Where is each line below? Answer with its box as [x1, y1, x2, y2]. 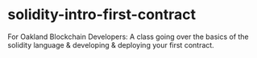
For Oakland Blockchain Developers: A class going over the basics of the [7, 32, 249, 41]
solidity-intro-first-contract [7, 6, 197, 24]
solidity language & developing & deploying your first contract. [7, 40, 214, 49]
